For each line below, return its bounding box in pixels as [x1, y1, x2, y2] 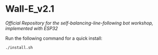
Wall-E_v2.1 [5, 3, 55, 15]
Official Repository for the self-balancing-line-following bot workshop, [5, 20, 154, 26]
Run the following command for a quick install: [5, 35, 103, 41]
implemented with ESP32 [5, 25, 58, 31]
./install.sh [5, 45, 33, 50]
